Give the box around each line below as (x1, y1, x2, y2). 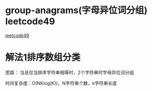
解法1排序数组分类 (5, 52, 81, 63)
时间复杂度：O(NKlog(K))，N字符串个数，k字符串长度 (5, 80, 117, 86)
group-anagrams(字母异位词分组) (5, 5, 148, 16)
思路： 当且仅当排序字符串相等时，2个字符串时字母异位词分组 (5, 69, 134, 75)
